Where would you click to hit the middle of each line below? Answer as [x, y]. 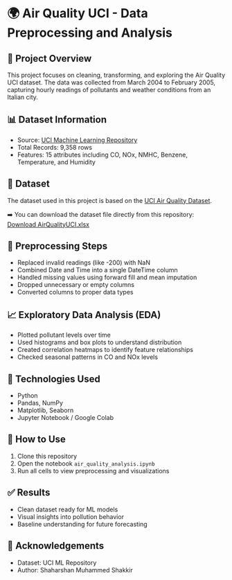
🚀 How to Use [36, 440]
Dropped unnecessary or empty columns [76, 285]
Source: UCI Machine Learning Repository [77, 140]
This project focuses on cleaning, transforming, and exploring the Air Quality [116, 75]
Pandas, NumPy [40, 403]
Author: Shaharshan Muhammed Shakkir [75, 570]
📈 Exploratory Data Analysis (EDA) [84, 315]
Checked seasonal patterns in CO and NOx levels [87, 357]
